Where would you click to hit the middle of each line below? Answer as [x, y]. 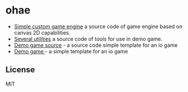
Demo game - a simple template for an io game [71, 51]
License [20, 70]
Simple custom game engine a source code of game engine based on [98, 26]
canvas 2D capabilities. [42, 32]
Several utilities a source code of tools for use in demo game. [88, 39]
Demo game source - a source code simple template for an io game [96, 45]
